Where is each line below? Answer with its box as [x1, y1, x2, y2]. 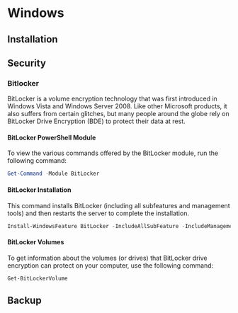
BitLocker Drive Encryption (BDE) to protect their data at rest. [7, 117, 186, 125]
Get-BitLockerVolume [7, 275, 69, 282]
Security [7, 57, 46, 69]
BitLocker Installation [7, 186, 72, 194]
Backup [7, 294, 42, 306]
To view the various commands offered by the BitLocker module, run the [7, 149, 218, 157]
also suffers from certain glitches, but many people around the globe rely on [7, 110, 230, 118]
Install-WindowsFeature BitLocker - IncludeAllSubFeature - [7, 222, 186, 229]
